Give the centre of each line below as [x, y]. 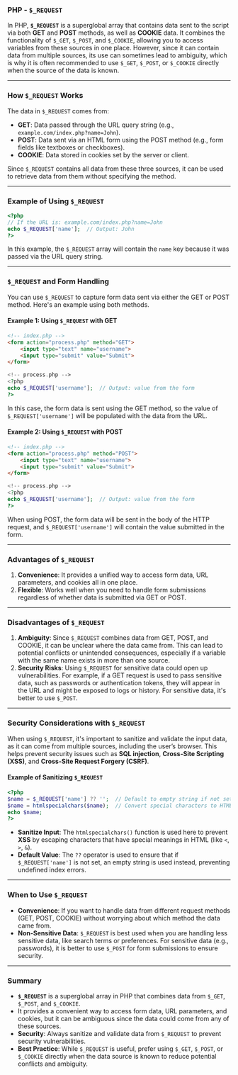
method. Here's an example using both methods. [79, 304]
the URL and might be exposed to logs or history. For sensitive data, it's [122, 691]
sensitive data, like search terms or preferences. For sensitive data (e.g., [123, 940]
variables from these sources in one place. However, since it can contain [113, 48]
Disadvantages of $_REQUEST [56, 623]
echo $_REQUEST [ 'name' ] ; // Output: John [71, 229]
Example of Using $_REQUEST [56, 201]
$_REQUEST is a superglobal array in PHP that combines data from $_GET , [121, 996]
